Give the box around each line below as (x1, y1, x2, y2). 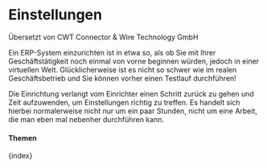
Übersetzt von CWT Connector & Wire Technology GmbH (8, 32, 199, 42)
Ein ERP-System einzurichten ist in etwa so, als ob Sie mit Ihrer (8, 47, 216, 57)
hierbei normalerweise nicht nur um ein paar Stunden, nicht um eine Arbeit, (8, 106, 257, 116)
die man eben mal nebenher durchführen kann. (8, 114, 165, 124)
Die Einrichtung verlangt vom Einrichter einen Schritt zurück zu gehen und (8, 88, 255, 98)
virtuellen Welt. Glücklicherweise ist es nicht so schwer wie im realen (8, 64, 237, 74)
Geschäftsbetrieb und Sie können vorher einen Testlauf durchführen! (8, 73, 237, 83)
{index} (8, 151, 33, 161)
